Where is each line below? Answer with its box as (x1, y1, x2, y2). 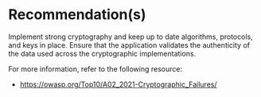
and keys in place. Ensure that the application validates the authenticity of (8, 40, 251, 49)
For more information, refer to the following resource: (8, 64, 183, 73)
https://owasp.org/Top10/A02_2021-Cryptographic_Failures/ (19, 80, 217, 89)
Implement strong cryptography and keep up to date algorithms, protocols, (8, 32, 253, 41)
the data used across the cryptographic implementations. (8, 48, 197, 58)
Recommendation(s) (8, 6, 146, 24)
